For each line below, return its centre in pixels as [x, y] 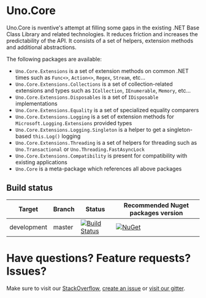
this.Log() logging [57, 136]
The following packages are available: [54, 59]
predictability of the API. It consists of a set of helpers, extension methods [100, 40]
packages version [156, 213]
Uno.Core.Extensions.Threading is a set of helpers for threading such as [106, 142]
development [29, 227]
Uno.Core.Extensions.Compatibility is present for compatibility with [101, 155]
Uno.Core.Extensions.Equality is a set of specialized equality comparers [107, 110]
